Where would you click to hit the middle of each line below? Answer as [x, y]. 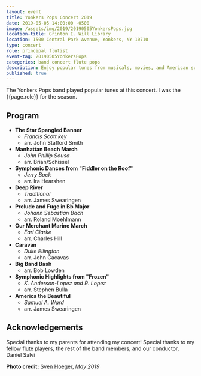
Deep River [29, 187]
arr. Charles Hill [43, 238]
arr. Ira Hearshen [45, 181]
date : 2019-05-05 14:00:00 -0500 [48, 23]
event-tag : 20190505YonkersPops [46, 56]
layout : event [24, 12]
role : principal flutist [37, 51]
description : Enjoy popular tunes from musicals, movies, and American [97, 68]
